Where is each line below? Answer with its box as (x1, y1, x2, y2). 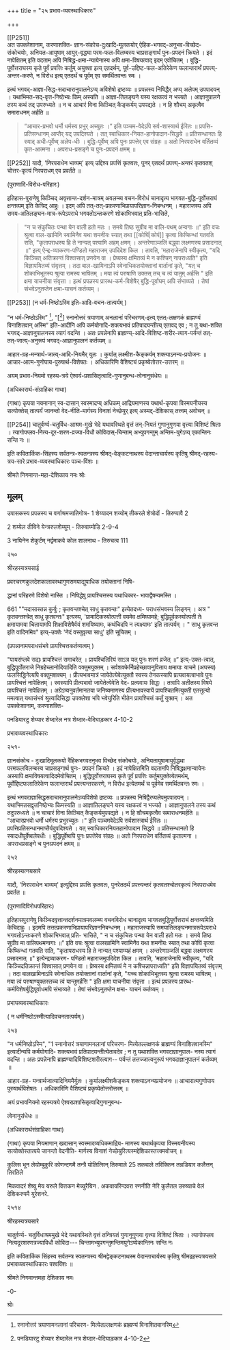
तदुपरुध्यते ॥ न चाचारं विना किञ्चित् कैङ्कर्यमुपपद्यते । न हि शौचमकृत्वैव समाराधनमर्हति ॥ (7, 809, 199, 817)
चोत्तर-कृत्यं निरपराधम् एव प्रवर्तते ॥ (7, 166, 81, 175)
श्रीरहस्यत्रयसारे (7, 1217, 40, 1225)
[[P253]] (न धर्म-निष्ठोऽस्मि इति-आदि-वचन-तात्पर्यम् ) (7, 299, 128, 306)
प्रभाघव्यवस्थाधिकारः (7, 999, 49, 1007)
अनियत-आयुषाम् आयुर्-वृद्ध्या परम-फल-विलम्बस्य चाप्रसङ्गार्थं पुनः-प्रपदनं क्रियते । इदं (29, 49, 213, 56)
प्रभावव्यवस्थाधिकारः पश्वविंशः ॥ (7, 1260, 73, 1268)
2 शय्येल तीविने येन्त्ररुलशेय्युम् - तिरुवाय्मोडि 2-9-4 (7, 523, 119, 531)
